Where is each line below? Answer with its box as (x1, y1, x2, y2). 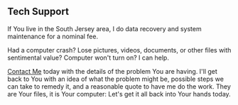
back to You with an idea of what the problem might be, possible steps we (7, 74, 224, 83)
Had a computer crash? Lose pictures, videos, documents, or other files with (7, 45, 232, 54)
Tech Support (7, 6, 70, 18)
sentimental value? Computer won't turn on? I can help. (7, 53, 169, 62)
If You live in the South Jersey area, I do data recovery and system (7, 24, 202, 33)
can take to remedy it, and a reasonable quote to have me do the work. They (7, 82, 231, 91)
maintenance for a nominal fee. (7, 32, 98, 40)
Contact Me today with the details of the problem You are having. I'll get (7, 67, 218, 75)
